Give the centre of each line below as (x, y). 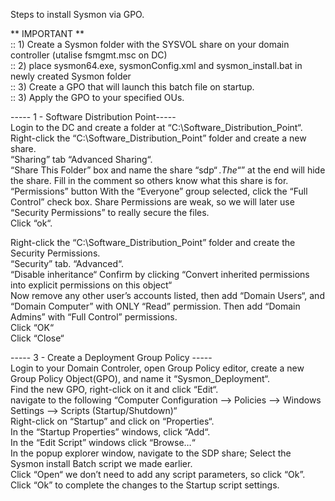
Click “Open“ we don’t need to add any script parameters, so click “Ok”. (158, 474)
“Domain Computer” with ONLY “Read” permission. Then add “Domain (155, 306)
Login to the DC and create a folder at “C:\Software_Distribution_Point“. (156, 127)
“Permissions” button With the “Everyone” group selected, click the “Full (159, 191)
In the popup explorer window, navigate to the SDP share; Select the (151, 453)
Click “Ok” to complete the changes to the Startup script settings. (145, 485)
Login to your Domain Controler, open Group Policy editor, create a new (157, 368)
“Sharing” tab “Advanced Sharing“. (81, 159)
